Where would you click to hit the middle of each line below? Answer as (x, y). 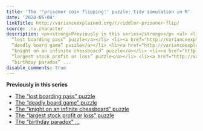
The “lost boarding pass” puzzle (55, 96)
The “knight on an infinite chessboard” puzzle (72, 109)
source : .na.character (35, 29)
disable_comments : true (36, 68)
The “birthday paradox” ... (47, 122)
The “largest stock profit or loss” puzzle (65, 115)
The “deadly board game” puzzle (56, 103)
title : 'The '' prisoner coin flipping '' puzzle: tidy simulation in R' (98, 12)
